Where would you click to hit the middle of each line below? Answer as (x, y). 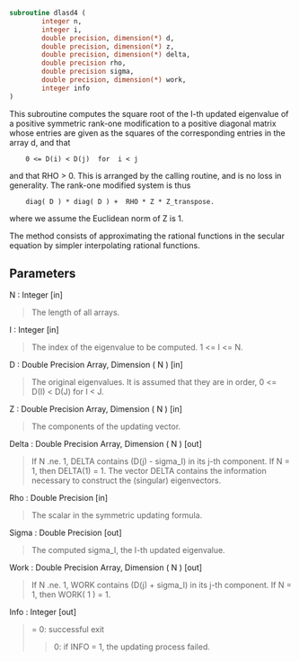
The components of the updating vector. (106, 426)
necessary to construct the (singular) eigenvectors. (126, 480)
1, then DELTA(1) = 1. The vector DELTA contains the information (149, 471)
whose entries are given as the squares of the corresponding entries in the (147, 133)
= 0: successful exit (68, 630)
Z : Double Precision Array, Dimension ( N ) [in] (96, 409)
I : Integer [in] (35, 330)
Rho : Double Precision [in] (59, 498)
